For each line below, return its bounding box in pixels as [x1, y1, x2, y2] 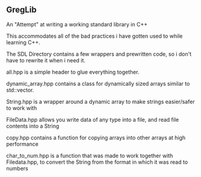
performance [6, 140, 39, 148]
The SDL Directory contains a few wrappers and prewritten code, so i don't [6, 50, 192, 58]
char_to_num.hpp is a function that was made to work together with [6, 152, 173, 159]
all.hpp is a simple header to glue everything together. [6, 68, 140, 76]
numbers [6, 164, 29, 172]
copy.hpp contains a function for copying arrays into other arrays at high [6, 134, 186, 141]
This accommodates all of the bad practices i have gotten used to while [6, 32, 183, 40]
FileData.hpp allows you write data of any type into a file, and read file [6, 116, 179, 123]
